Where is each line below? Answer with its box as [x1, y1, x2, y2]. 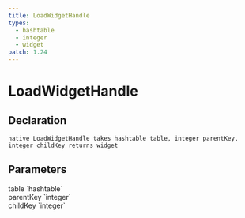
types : [8, 19, 30, 27]
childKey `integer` [8, 201, 66, 210]
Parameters [8, 163, 67, 176]
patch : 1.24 [8, 48, 47, 56]
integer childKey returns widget [8, 141, 119, 149]
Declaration [8, 114, 67, 127]
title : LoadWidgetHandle [8, 11, 90, 20]
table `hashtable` [8, 183, 63, 194]
